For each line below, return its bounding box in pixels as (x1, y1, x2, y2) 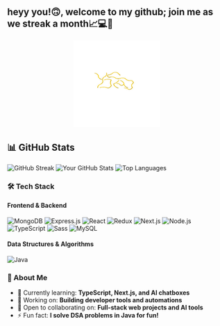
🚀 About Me (7, 272, 48, 282)
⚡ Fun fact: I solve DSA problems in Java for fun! (17, 311, 159, 320)
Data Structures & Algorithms (7, 240, 94, 248)
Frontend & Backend (7, 202, 67, 210)
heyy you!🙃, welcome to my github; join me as (7, 6, 214, 18)
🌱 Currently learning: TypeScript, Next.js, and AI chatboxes (17, 288, 190, 297)
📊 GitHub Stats (7, 142, 75, 154)
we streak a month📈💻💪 (7, 18, 114, 30)
